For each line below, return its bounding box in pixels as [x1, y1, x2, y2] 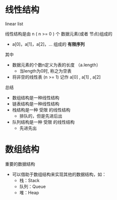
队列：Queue [19, 183, 46, 189]
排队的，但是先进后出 [19, 113, 62, 119]
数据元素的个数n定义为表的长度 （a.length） [12, 62, 101, 68]
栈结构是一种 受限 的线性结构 [12, 107, 71, 112]
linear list [5, 20, 23, 27]
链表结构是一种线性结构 [12, 101, 59, 107]
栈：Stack [19, 177, 40, 183]
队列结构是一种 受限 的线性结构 [12, 119, 75, 125]
